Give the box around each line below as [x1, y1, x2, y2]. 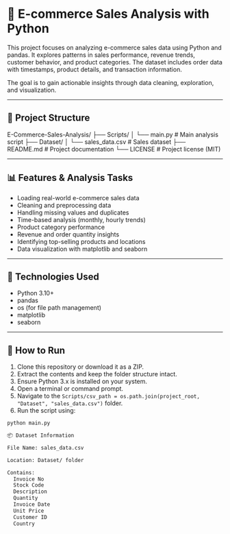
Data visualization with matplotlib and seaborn [16, 245, 148, 253]
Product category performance [16, 223, 105, 231]
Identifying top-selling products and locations [16, 237, 146, 245]
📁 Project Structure [7, 112, 90, 124]
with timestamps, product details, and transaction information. [7, 65, 183, 73]
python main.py [7, 420, 51, 427]
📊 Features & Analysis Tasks [7, 172, 133, 184]
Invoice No [13, 476, 44, 483]
